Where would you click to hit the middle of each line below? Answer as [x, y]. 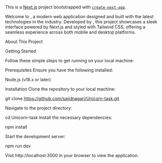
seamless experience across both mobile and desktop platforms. [70, 32]
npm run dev [18, 146]
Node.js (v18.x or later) [28, 80]
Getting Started [21, 51]
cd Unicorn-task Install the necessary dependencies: [59, 117]
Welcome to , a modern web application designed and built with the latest [79, 16]
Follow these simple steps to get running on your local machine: [69, 60]
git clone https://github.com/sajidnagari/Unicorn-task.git [62, 98]
